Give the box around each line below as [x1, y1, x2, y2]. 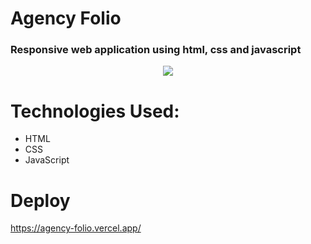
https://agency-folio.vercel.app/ [10, 222, 142, 234]
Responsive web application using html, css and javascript [10, 43, 302, 57]
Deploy [10, 189, 71, 212]
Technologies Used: [10, 100, 180, 122]
